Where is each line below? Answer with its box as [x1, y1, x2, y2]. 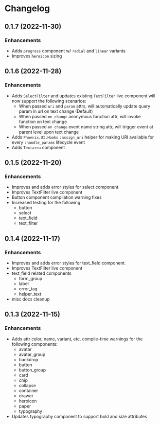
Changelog [4, 3, 50, 14]
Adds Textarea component [11, 144, 65, 150]
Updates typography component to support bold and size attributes [11, 413, 147, 419]
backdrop [18, 356, 38, 362]
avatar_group [18, 351, 46, 357]
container [18, 388, 38, 393]
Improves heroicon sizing [11, 53, 62, 59]
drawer [18, 392, 34, 399]
